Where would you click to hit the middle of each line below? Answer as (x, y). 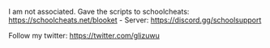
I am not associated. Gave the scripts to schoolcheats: (99, 12)
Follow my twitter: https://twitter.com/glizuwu (84, 36)
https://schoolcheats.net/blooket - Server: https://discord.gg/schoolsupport (135, 20)
